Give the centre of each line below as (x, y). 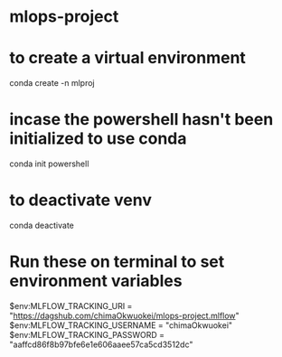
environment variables (96, 281)
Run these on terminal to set (117, 262)
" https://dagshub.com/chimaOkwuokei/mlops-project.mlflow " (124, 315)
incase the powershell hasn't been (141, 120)
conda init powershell (49, 164)
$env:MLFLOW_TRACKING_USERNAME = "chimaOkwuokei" (121, 325)
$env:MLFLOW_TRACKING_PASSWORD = (87, 334)
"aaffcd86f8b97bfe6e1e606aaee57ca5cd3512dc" (101, 344)
